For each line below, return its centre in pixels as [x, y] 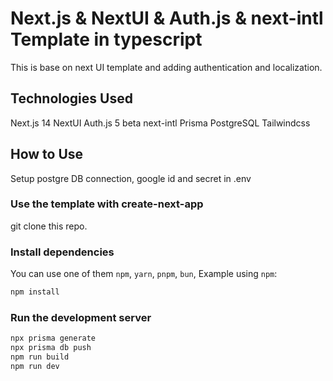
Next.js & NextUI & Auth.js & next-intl [167, 18]
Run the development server [81, 317]
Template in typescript [106, 39]
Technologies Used [71, 98]
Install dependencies [62, 252]
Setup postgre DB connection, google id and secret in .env [131, 178]
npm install [35, 292]
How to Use [47, 154]
